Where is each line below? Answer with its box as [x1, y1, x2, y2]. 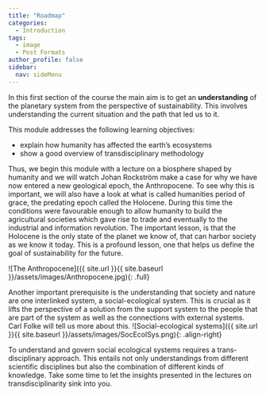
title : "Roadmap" [8, 11, 66, 20]
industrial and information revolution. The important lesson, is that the [8, 223, 237, 233]
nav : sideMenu [15, 71, 62, 79]
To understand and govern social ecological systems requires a [8, 344, 216, 354]
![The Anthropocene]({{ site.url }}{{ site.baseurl [8, 263, 164, 273]
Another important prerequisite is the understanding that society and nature [8, 287, 256, 297]
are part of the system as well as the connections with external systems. [8, 313, 245, 322]
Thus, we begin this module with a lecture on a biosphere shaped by [8, 163, 232, 173]
